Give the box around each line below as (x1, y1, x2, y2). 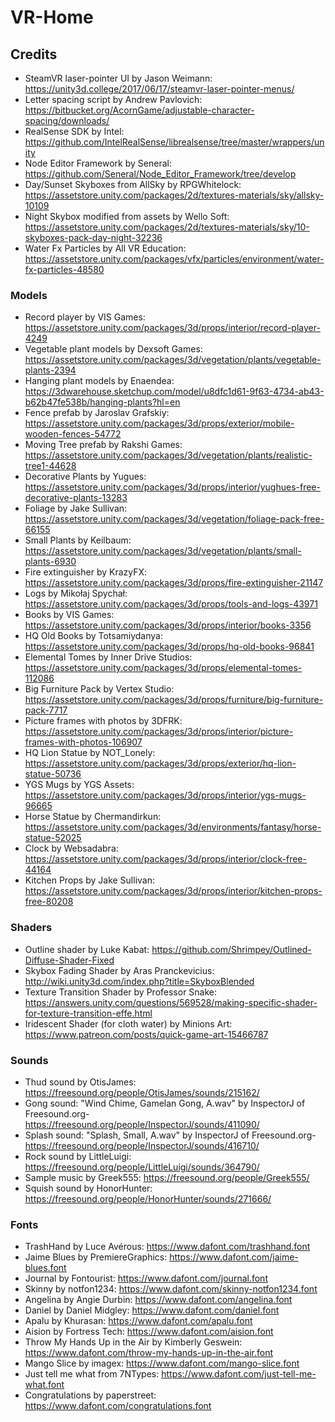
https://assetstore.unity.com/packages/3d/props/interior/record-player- (24, 322, 321, 334)
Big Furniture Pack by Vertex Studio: (24, 683, 175, 695)
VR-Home (10, 6, 94, 29)
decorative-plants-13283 (24, 492, 128, 504)
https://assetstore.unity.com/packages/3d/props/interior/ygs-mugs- (24, 789, 307, 801)
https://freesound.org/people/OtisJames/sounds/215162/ (24, 1086, 260, 1098)
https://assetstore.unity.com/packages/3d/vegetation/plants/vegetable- (24, 354, 322, 366)
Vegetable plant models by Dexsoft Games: (24, 343, 203, 355)
